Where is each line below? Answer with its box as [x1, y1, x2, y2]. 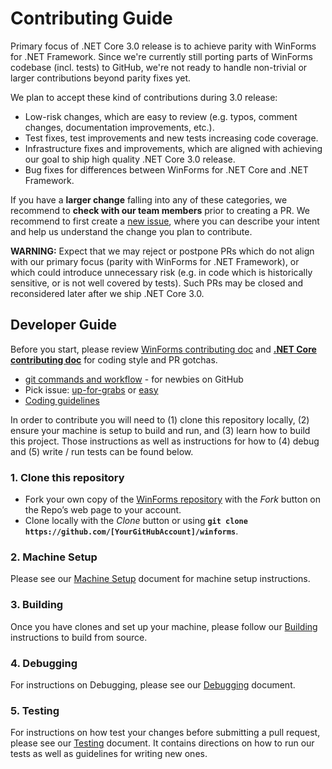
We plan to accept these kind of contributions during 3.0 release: [10, 91, 278, 103]
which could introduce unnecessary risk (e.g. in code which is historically [10, 266, 313, 278]
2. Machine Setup [10, 550, 98, 564]
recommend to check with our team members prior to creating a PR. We [10, 204, 310, 216]
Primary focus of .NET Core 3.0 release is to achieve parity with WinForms [10, 40, 317, 52]
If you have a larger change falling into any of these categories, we [10, 193, 288, 206]
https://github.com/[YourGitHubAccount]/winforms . [24, 525, 239, 537]
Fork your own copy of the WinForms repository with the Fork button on [24, 493, 322, 506]
